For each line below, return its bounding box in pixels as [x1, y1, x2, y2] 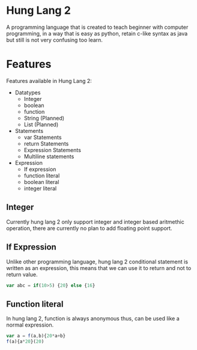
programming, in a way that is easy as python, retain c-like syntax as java [6, 29, 188, 37]
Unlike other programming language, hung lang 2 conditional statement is [6, 258, 188, 265]
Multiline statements [23, 153, 74, 160]
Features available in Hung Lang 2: [6, 77, 92, 84]
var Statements [23, 134, 62, 141]
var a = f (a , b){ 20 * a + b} [6, 333, 66, 339]
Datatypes [14, 88, 41, 96]
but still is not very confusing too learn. [6, 36, 103, 43]
